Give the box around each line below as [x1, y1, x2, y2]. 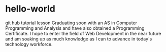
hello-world [5, 3, 56, 15]
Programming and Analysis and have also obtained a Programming [5, 25, 145, 31]
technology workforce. [5, 41, 53, 47]
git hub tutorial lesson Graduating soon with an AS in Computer [5, 20, 138, 26]
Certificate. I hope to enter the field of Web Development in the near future [5, 30, 161, 36]
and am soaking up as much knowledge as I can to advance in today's [5, 36, 152, 42]
